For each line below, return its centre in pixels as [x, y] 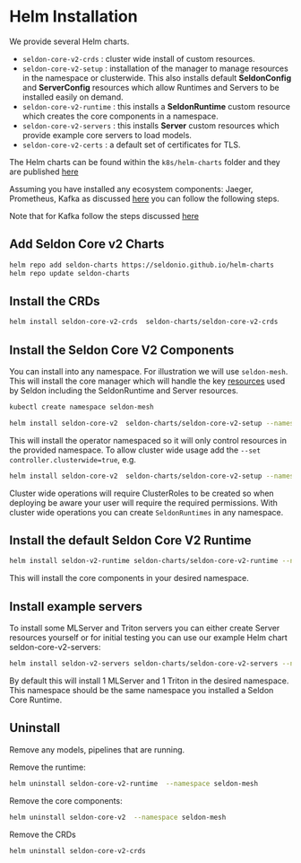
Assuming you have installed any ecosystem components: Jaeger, [131, 189]
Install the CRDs [55, 301]
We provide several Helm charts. [69, 41]
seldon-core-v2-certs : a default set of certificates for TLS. [131, 145]
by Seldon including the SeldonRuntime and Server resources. [124, 391]
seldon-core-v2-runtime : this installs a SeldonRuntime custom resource [156, 106]
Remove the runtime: [48, 767]
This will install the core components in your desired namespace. [129, 578]
